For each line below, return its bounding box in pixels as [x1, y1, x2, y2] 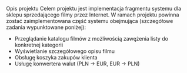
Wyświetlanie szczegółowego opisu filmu [14, 48, 115, 55]
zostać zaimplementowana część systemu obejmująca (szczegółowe [6, 18, 173, 24]
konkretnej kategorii [14, 41, 64, 48]
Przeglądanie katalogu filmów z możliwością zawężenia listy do [14, 35, 169, 42]
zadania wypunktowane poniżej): [6, 24, 86, 31]
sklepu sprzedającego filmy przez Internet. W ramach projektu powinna [6, 11, 179, 18]
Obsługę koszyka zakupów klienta [14, 54, 98, 61]
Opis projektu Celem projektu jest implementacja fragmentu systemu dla [6, 5, 181, 12]
